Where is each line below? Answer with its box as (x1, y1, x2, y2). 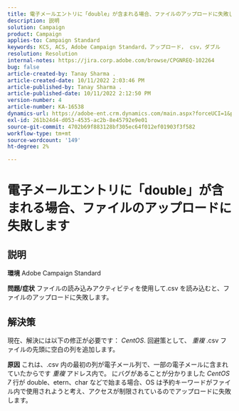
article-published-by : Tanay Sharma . (7, 83, 122, 91)
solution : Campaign (7, 24, 65, 31)
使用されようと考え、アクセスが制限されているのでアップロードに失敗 (26, 387, 231, 395)
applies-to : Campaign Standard (7, 37, 100, 44)
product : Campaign (7, 30, 62, 38)
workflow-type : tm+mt (7, 130, 72, 137)
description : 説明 (7, 17, 60, 24)
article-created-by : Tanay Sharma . (7, 70, 116, 77)
